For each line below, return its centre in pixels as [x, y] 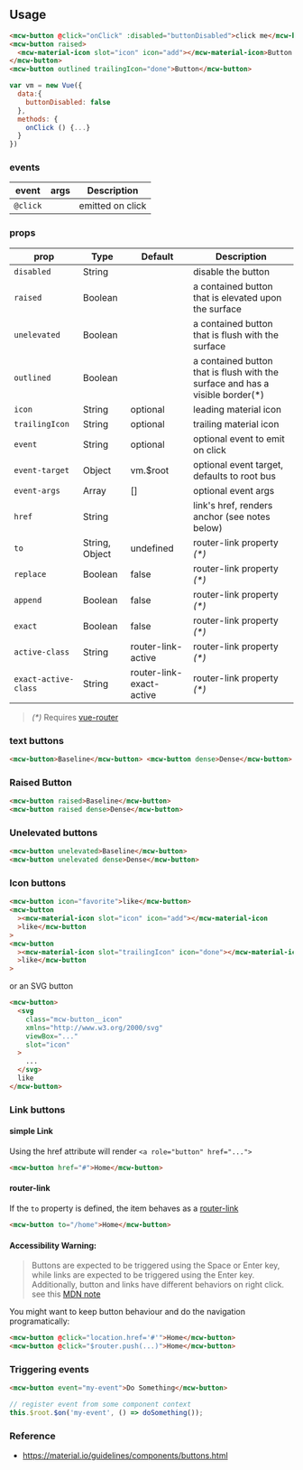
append [28, 600]
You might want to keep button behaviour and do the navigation [128, 1312]
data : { [30, 94]
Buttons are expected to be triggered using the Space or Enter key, [156, 1265]
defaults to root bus [235, 476]
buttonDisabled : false [68, 102]
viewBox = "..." [52, 1036]
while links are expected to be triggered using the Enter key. [143, 1275]
